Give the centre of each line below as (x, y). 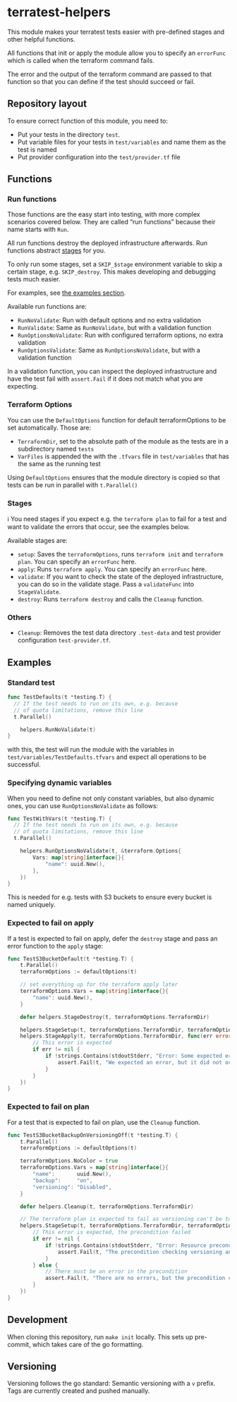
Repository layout (47, 104)
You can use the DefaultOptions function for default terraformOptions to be (117, 420)
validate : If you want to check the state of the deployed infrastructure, (120, 577)
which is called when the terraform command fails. (81, 60)
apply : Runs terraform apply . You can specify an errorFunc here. (112, 569)
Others (19, 617)
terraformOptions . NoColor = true (69, 1161)
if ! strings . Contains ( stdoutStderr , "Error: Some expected (133, 1056)
